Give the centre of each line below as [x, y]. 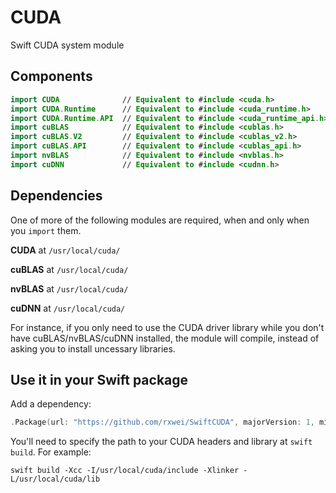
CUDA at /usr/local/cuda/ [65, 250]
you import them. [46, 230]
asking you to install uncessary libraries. [93, 348]
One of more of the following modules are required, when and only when [160, 220]
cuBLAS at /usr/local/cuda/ [69, 269]
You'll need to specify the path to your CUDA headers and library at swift [161, 442]
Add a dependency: [51, 404]
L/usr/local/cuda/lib [55, 479]
